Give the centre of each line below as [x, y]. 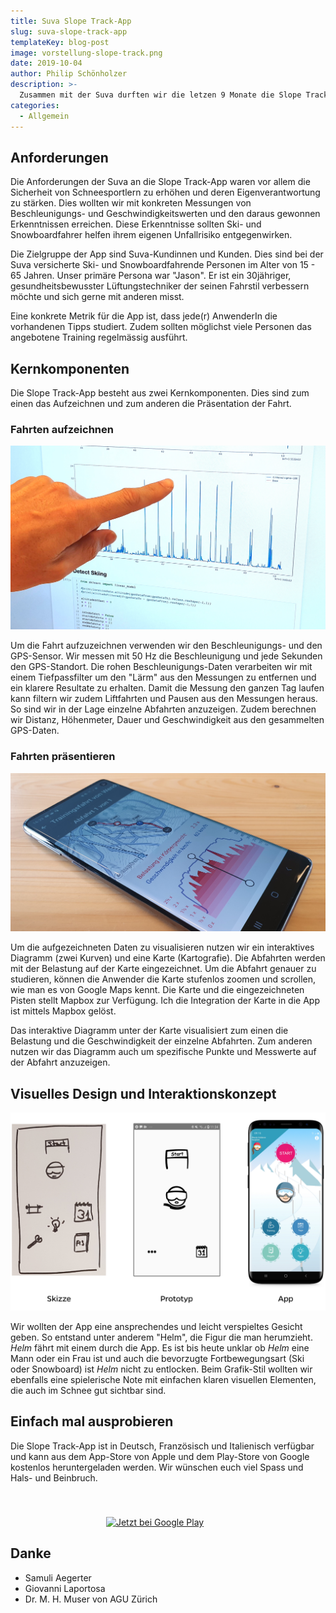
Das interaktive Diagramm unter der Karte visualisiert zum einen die [149, 1031]
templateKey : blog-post [60, 42]
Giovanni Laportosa [65, 1588]
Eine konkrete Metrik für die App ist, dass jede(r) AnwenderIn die [144, 316]
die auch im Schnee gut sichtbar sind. [88, 1391]
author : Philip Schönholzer [69, 74]
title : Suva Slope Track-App [71, 21]
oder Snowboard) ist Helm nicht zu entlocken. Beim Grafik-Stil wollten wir [161, 1369]
